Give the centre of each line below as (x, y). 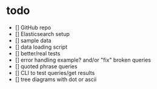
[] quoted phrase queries (46, 66)
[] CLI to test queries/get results (55, 73)
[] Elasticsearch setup (42, 34)
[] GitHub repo (33, 27)
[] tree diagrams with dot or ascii (56, 79)
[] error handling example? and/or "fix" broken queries (83, 60)
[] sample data (33, 40)
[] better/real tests (38, 53)
